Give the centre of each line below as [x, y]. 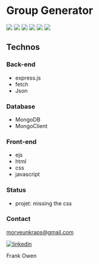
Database [21, 106]
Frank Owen [22, 256]
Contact [19, 219]
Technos [23, 47]
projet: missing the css [43, 203]
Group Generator [50, 11]
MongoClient [31, 126]
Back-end [21, 64]
